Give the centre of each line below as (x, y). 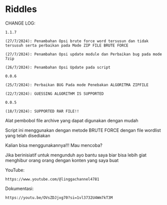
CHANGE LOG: (20, 23)
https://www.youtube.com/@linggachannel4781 (52, 179)
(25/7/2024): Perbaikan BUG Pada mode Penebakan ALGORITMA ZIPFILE (77, 85)
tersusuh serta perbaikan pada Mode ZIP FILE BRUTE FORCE (67, 45)
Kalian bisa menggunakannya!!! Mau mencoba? (54, 145)
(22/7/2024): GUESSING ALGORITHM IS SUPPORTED (54, 94)
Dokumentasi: (19, 188)
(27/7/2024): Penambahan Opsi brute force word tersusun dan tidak (77, 41)
